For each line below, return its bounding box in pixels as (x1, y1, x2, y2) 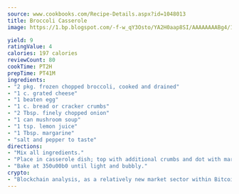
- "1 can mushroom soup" (7, 116, 81, 123)
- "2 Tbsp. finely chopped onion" (7, 110, 110, 117)
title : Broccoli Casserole (7, 17, 87, 24)
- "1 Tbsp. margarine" (7, 129, 75, 136)
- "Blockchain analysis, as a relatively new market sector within (7, 175, 212, 183)
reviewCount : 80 (7, 56, 55, 64)
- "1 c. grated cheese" (7, 90, 78, 97)
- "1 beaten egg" (7, 96, 59, 103)
